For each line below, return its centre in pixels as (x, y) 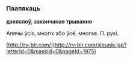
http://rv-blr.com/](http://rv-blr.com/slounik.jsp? (67, 45)
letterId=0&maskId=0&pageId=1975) (51, 51)
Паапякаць (23, 8)
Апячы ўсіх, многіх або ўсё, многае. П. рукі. (63, 33)
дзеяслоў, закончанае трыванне (49, 22)
